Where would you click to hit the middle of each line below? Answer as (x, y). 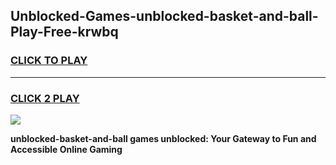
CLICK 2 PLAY (45, 98)
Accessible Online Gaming (66, 149)
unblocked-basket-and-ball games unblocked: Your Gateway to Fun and (163, 138)
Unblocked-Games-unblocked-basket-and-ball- (164, 16)
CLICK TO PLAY (49, 61)
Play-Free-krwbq (64, 32)
